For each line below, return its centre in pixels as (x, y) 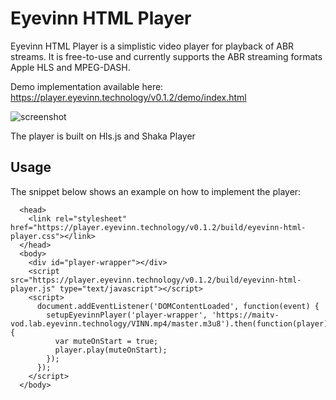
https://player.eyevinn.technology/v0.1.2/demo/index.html (128, 97)
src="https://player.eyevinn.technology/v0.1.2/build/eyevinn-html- (156, 280)
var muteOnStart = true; (106, 341)
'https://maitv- (245, 315)
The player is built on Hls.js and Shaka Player (103, 136)
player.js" (33, 288)
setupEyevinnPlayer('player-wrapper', (127, 315)
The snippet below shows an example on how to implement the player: (156, 191)
